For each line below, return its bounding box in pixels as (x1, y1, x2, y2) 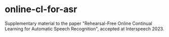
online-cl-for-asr (5, 4, 77, 15)
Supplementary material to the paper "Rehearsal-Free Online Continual (5, 20, 152, 26)
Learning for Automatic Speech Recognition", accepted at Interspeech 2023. (5, 25, 164, 31)
